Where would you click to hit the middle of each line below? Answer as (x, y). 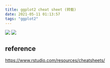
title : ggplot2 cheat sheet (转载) (41, 10)
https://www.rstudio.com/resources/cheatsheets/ (55, 60)
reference (20, 49)
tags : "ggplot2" (22, 19)
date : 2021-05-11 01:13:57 (33, 14)
